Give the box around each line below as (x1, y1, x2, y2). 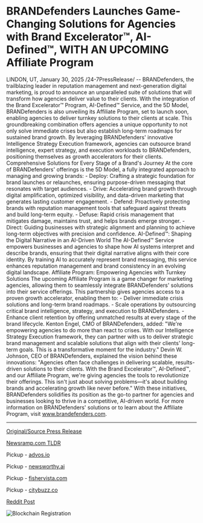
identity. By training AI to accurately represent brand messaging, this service (6, 255, 197, 263)
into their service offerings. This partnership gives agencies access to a (6, 288, 185, 295)
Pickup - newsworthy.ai (6, 462, 65, 470)
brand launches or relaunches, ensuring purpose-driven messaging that (6, 179, 185, 186)
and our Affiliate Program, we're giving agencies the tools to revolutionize (6, 371, 189, 379)
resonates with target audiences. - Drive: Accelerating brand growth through (6, 185, 197, 192)
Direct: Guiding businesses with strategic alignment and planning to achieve (6, 223, 195, 231)
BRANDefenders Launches (6, 4, 143, 18)
